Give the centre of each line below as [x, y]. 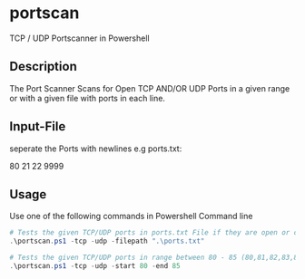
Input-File [38, 126]
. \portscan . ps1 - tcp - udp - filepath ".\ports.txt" [107, 241]
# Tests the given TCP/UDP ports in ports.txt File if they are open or [150, 233]
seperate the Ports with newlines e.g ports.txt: [96, 149]
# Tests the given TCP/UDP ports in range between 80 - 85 [123, 258]
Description [43, 67]
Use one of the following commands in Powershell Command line [131, 216]
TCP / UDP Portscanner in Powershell [79, 38]
